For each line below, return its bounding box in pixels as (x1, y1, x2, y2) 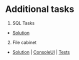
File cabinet (12, 39, 36, 45)
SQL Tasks (12, 20, 35, 26)
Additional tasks (5, 3, 74, 15)
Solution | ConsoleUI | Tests (12, 49, 70, 55)
